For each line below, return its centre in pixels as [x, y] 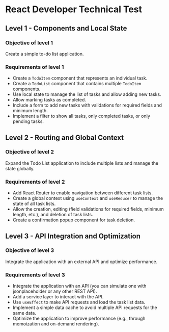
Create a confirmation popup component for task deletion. [74, 220]
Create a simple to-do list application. [45, 54]
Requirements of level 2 [35, 182]
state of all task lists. [34, 204]
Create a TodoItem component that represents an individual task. [80, 78]
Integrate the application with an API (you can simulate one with [79, 286]
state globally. [20, 168]
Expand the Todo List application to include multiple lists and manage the [82, 163]
